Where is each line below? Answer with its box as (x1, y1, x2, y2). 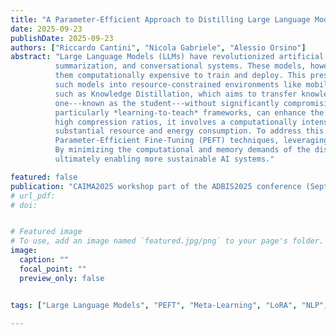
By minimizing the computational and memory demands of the (54, 145, 311, 155)
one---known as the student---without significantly (54, 98, 280, 108)
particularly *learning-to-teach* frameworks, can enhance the (54, 107, 325, 118)
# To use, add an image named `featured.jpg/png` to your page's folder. (10, 236, 325, 246)
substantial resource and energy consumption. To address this (54, 126, 325, 136)
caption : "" (19, 255, 70, 265)
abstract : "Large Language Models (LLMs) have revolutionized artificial (10, 52, 325, 62)
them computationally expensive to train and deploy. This (54, 71, 307, 81)
